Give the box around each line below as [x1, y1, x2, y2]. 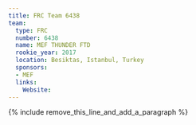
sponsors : [15, 64, 48, 72]
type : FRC [15, 26, 48, 34]
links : [15, 78, 37, 86]
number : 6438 [15, 33, 59, 42]
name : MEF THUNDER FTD [15, 41, 91, 49]
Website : [22, 85, 52, 94]
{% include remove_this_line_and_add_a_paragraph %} [8, 107, 189, 117]
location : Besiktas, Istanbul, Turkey [15, 57, 145, 64]
